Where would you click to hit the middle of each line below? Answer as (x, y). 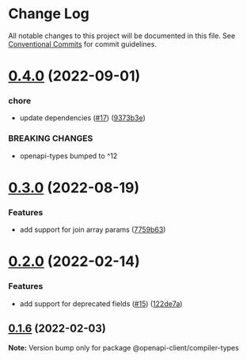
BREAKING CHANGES (51, 138)
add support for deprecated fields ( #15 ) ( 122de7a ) (101, 303)
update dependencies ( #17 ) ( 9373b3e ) (83, 118)
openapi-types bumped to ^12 (68, 156)
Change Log (49, 14)
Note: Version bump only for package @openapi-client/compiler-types (123, 347)
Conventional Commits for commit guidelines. (82, 44)
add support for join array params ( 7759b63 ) (93, 229)
